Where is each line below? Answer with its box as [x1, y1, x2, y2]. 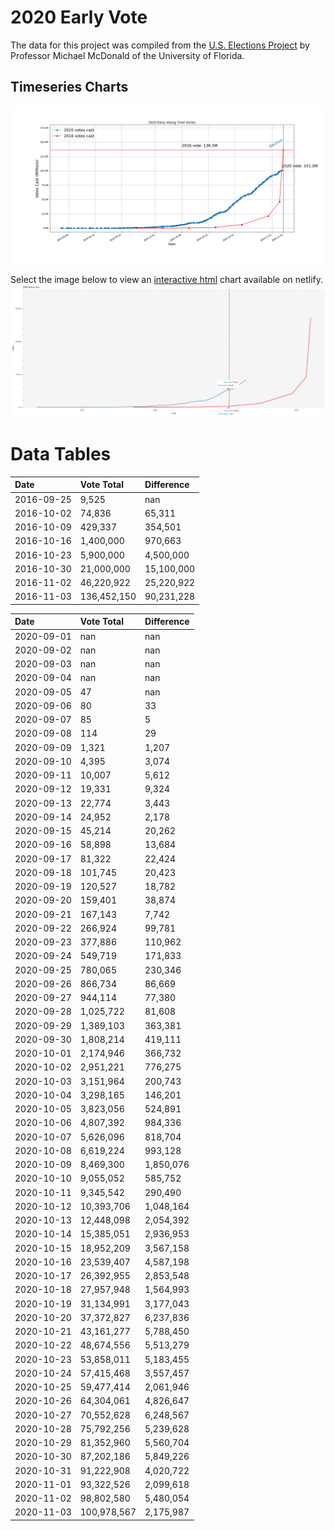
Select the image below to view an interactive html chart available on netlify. [10, 273, 324, 285]
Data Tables [10, 443, 112, 466]
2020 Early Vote [10, 6, 148, 29]
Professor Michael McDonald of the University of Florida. [10, 49, 245, 61]
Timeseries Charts [10, 79, 129, 96]
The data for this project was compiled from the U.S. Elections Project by [10, 39, 310, 51]
